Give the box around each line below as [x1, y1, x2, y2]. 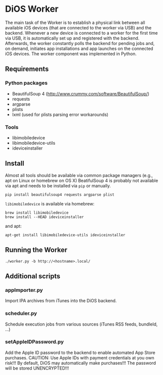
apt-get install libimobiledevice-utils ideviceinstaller [5, 232, 125, 238]
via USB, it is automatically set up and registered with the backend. [5, 35, 140, 41]
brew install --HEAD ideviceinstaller [5, 214, 84, 220]
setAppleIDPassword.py [5, 338, 64, 345]
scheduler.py [5, 310, 38, 317]
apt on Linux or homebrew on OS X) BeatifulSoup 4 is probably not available [5, 177, 159, 183]
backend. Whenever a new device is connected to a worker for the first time [5, 30, 158, 36]
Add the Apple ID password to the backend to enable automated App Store [5, 350, 156, 355]
